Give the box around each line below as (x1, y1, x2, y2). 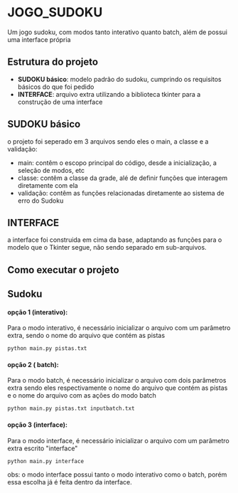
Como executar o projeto (7, 264, 119, 276)
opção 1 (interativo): (7, 307, 68, 317)
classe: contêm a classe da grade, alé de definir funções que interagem (17, 174, 228, 182)
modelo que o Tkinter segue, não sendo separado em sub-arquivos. (7, 243, 207, 252)
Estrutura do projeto (7, 56, 98, 68)
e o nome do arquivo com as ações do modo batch (7, 391, 156, 400)
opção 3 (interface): (7, 420, 68, 429)
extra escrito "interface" (7, 444, 78, 452)
